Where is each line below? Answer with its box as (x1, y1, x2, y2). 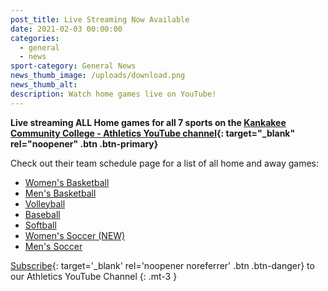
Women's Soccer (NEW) (24, 229, 126, 241)
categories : (10, 33, 60, 43)
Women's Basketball (24, 176, 110, 188)
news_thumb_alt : (10, 80, 78, 90)
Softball (24, 219, 57, 231)
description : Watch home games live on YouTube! (10, 89, 217, 99)
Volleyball (24, 197, 66, 210)
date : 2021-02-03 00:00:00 (10, 24, 123, 34)
